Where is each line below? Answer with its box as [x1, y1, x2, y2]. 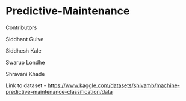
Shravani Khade [5, 70, 45, 77]
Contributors [5, 24, 37, 31]
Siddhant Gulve [5, 35, 44, 42]
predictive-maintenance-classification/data [5, 88, 113, 95]
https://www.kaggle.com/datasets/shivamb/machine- [47, 82, 180, 89]
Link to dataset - [5, 82, 46, 89]
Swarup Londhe [5, 59, 45, 66]
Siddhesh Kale [5, 47, 42, 54]
